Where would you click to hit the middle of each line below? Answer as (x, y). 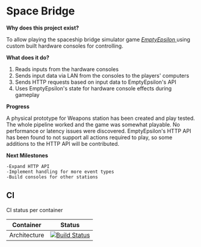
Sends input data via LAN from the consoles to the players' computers (102, 75)
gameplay (27, 95)
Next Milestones (27, 155)
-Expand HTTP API (28, 166)
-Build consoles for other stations (52, 177)
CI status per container (35, 210)
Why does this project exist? (43, 28)
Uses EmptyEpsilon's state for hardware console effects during (93, 88)
